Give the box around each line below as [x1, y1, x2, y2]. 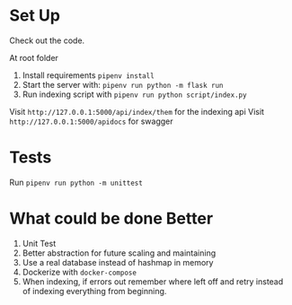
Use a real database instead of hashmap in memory [22, 257, 214, 267]
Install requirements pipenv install [22, 69, 155, 81]
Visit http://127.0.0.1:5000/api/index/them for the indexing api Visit [9, 106, 265, 117]
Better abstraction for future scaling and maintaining [22, 248, 217, 258]
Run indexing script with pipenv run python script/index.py [22, 89, 247, 100]
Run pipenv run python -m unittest [9, 177, 144, 187]
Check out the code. [9, 35, 85, 46]
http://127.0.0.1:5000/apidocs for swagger [9, 116, 173, 126]
